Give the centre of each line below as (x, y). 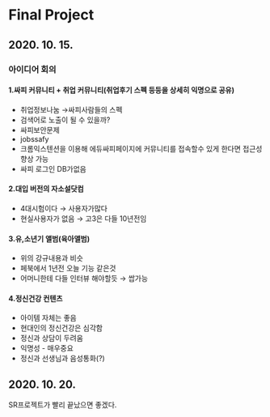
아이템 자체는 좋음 (48, 318)
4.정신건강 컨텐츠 (36, 298)
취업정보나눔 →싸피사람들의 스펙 (71, 109)
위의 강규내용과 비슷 (51, 258)
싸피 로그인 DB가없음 (53, 168)
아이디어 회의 (32, 69)
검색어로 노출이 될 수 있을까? (65, 120)
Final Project (51, 15)
